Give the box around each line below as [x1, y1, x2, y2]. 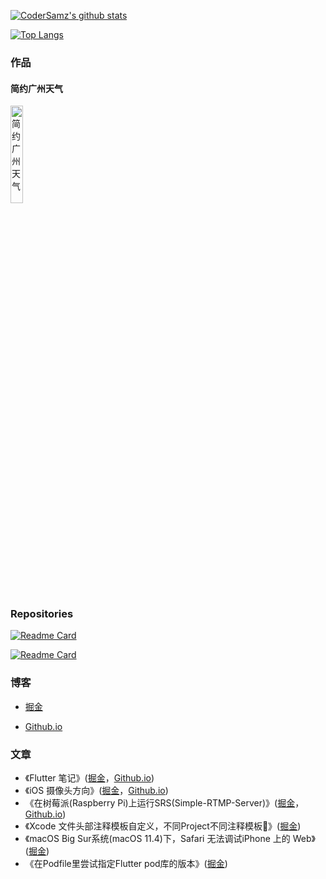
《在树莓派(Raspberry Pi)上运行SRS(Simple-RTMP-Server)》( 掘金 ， [24, 797, 305, 809]
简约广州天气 [10, 82, 63, 94]
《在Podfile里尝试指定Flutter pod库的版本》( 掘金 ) [24, 858, 228, 870]
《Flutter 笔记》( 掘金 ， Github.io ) [24, 772, 155, 784]
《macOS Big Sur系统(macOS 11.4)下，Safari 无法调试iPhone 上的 [24, 833, 291, 845]
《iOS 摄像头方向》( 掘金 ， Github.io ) [24, 785, 169, 797]
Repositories [10, 607, 74, 621]
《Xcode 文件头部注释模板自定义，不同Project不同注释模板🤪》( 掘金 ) [24, 820, 302, 832]
